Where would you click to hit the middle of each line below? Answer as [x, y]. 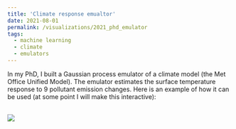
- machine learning [43, 41]
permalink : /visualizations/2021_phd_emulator [77, 27]
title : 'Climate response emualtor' [61, 14]
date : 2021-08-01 [33, 21]
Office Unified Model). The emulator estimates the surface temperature [112, 81]
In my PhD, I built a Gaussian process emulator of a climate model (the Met [117, 74]
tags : [15, 34]
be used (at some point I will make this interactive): [82, 96]
